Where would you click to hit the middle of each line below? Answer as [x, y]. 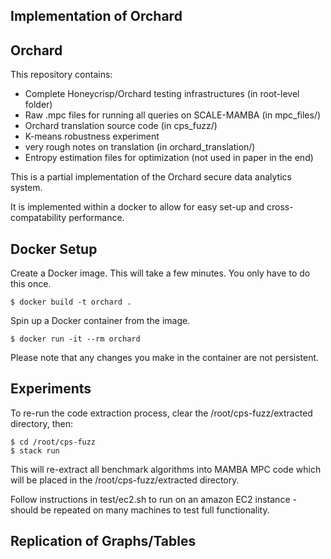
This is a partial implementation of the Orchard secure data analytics [151, 177]
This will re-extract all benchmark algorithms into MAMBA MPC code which [166, 469]
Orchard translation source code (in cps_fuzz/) [121, 126]
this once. [31, 284]
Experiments [51, 389]
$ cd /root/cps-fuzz [53, 442]
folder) [38, 105]
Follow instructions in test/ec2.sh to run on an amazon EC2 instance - [153, 499]
